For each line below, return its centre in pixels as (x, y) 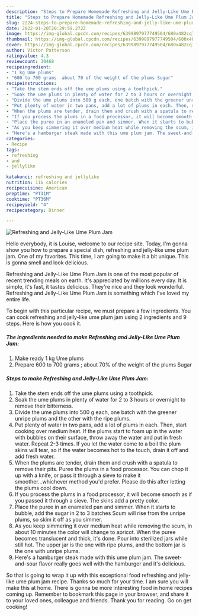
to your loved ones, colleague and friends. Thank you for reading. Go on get (99, 601)
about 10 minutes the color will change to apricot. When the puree (95, 532)
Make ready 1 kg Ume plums (49, 358)
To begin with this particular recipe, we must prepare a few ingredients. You (99, 311)
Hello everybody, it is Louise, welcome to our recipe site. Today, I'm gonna (97, 244)
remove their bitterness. (44, 406)
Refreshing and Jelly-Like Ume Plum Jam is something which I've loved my (98, 293)
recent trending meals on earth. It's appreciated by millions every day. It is (97, 280)
